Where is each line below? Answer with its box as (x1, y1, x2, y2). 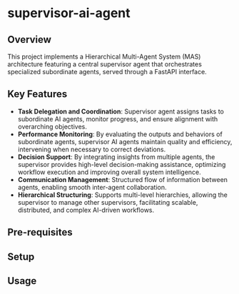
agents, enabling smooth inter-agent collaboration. (17, 183, 167, 191)
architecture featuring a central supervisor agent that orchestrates (7, 60, 202, 69)
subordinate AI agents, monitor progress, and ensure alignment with (17, 114, 218, 123)
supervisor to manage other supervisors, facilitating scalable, (17, 198, 198, 206)
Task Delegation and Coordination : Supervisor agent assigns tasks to (17, 107, 225, 116)
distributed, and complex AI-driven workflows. (17, 206, 155, 214)
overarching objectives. (17, 122, 87, 131)
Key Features (7, 88, 68, 101)
